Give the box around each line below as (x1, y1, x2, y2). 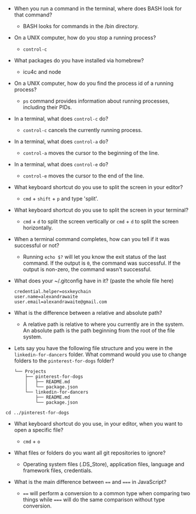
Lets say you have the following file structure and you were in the (14, 345, 173, 351)
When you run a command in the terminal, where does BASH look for (14, 5, 182, 12)
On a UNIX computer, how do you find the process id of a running (14, 80, 174, 87)
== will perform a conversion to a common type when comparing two (22, 490, 190, 497)
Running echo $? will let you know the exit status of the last (22, 253, 166, 260)
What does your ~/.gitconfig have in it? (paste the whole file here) (14, 277, 174, 284)
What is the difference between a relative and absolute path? (14, 309, 162, 316)
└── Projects (14, 368, 47, 374)
